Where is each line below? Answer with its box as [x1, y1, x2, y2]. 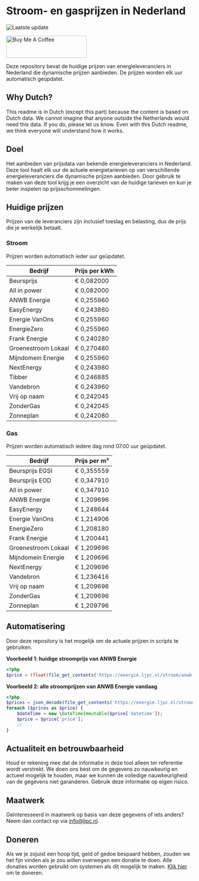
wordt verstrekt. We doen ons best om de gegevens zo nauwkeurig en [6, 765, 178, 773]
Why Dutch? [6, 92, 53, 102]
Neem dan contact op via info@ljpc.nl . [6, 818, 99, 825]
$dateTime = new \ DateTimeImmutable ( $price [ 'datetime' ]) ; [17, 711, 163, 717]
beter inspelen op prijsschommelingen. [6, 185, 102, 192]
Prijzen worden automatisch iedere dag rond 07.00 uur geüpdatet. [6, 443, 167, 450]
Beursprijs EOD [9, 476, 52, 484]
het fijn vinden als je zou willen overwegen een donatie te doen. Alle [6, 857, 172, 864]
